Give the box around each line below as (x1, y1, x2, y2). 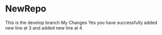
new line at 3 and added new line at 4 (5, 24, 82, 30)
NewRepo (5, 3, 46, 14)
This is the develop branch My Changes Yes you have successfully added (5, 19, 157, 25)
